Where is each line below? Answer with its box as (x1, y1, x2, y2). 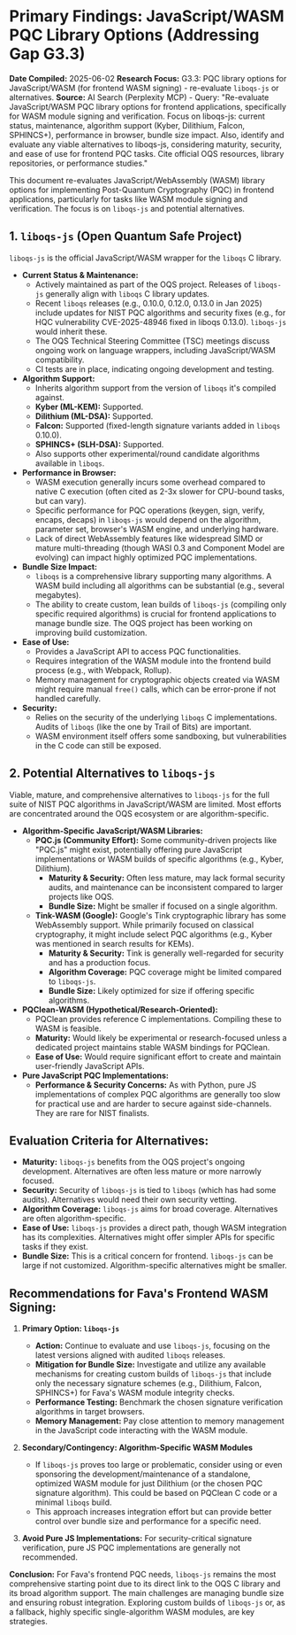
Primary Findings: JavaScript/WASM (9, 6, 285, 27)
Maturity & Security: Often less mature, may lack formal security (48, 872, 285, 883)
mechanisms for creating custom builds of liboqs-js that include (34, 1368, 272, 1379)
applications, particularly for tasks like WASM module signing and (9, 193, 248, 205)
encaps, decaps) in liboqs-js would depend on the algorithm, (34, 514, 262, 524)
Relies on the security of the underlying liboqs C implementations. (34, 711, 277, 723)
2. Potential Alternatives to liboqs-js (9, 766, 216, 781)
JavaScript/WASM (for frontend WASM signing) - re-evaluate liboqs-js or (9, 82, 280, 93)
